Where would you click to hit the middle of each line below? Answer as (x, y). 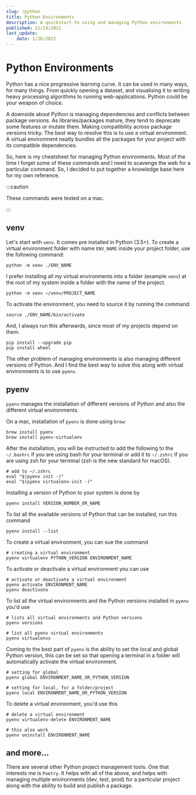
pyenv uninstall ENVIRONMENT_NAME (48, 735)
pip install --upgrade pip (39, 343)
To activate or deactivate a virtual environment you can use (78, 569)
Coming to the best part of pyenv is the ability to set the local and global (92, 649)
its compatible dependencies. (42, 145)
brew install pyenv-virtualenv (44, 437)
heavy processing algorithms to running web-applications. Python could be (97, 96)
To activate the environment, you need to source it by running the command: (98, 304)
